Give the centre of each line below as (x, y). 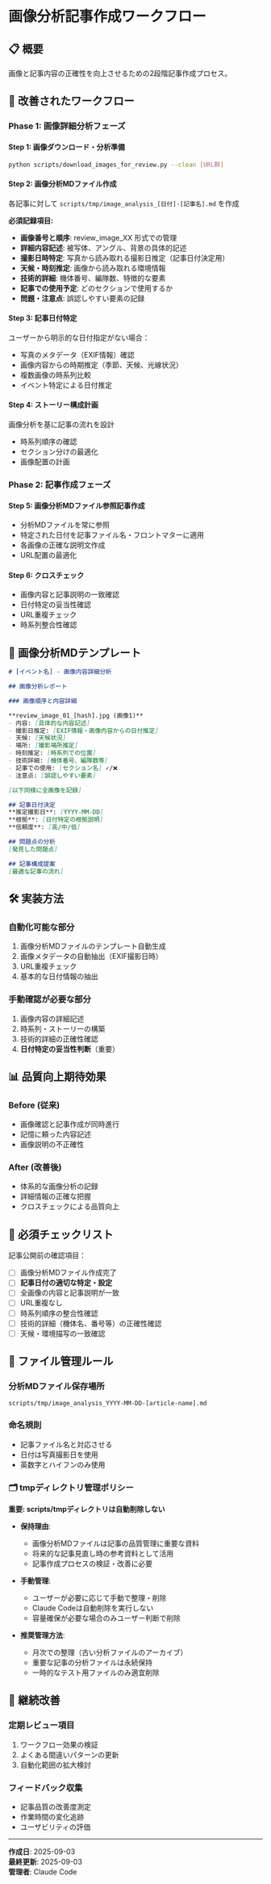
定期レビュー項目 (42, 1726)
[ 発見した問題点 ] (33, 849)
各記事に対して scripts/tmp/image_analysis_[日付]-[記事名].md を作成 (124, 203)
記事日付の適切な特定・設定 (66, 1283)
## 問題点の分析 (32, 842)
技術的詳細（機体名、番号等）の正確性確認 (91, 1323)
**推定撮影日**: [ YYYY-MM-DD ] (56, 812)
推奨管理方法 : (42, 1635)
